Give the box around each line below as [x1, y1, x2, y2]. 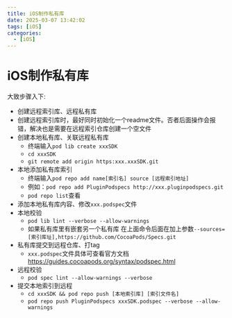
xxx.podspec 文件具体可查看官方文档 [27, 249, 130, 258]
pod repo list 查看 [27, 192, 81, 200]
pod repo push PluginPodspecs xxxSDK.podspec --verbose [27, 298, 193, 306]
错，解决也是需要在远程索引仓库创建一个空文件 [17, 124, 151, 133]
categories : [7, 29, 42, 37]
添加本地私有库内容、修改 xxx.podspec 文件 [17, 200, 138, 208]
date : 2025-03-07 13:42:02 [7, 17, 85, 24]
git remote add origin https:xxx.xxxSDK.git [27, 158, 159, 165]
